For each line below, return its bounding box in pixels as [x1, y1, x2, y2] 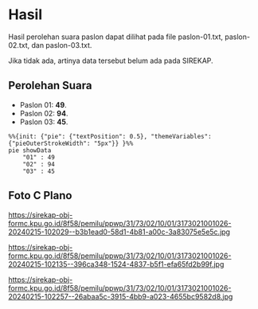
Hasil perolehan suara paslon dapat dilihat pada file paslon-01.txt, [8, 32, 224, 41]
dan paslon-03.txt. [31, 40, 92, 49]
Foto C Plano [8, 189, 72, 202]
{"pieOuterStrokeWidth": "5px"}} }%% [8, 139, 134, 147]
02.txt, [8, 40, 30, 49]
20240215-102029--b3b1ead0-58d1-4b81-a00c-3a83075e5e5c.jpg [8, 227, 231, 237]
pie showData [8, 146, 52, 154]
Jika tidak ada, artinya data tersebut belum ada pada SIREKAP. [8, 56, 213, 65]
